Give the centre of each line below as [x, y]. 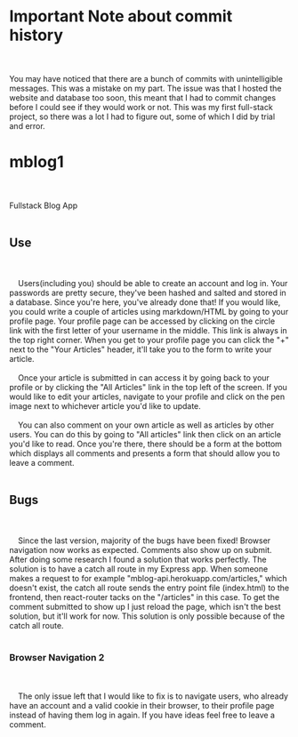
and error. [28, 125]
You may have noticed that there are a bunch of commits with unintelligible [146, 78]
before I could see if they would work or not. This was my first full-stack [141, 107]
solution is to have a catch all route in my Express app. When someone [139, 569]
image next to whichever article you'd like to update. [105, 405]
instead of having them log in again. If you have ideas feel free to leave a [142, 715]
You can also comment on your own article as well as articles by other [145, 425]
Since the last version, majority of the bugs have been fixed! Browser [144, 541]
